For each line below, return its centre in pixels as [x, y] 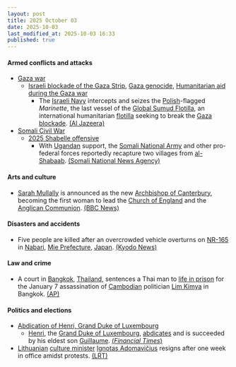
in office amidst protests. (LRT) [63, 356]
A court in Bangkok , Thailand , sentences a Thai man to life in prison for [121, 279]
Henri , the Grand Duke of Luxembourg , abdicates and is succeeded [126, 333]
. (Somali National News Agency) [112, 161]
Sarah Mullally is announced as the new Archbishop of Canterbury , [115, 193]
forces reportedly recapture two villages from [127, 153]
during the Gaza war [58, 93]
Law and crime [29, 263]
